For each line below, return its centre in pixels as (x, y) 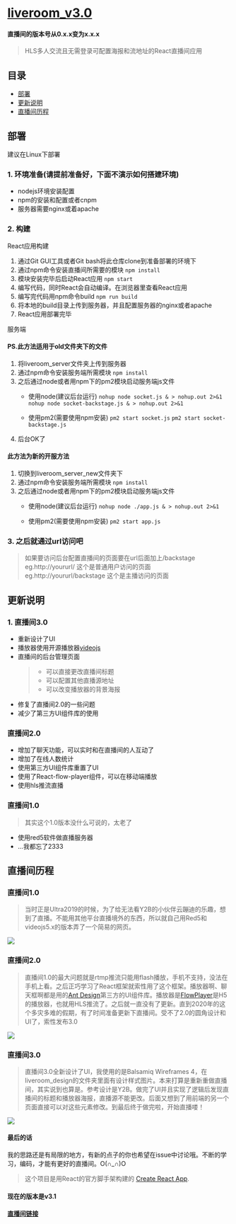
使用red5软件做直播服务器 (55, 837)
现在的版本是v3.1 (32, 1196)
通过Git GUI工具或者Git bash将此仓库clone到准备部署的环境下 (107, 261)
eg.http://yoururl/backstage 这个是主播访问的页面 (97, 576)
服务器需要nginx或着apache (58, 209)
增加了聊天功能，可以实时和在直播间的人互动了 (85, 750)
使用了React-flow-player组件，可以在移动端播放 (87, 777)
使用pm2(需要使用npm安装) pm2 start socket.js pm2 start (114, 417)
